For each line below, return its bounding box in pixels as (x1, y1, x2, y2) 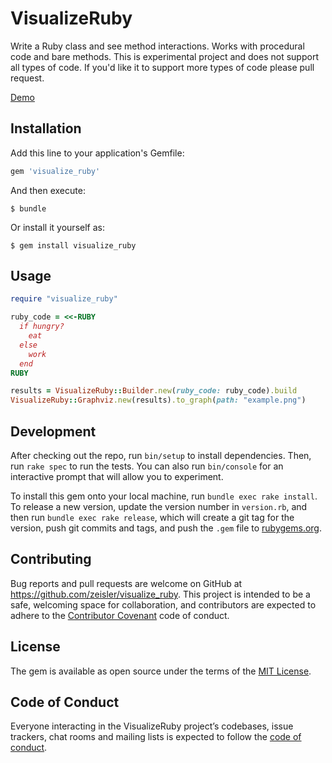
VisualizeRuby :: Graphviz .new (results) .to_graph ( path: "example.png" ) (10, 395, 307, 406)
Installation (10, 120, 82, 137)
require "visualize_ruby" (10, 294, 118, 304)
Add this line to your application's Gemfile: (10, 147, 185, 159)
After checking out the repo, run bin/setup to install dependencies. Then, (10, 450, 312, 461)
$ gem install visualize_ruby (10, 240, 137, 251)
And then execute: (10, 184, 86, 196)
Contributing (10, 551, 92, 568)
